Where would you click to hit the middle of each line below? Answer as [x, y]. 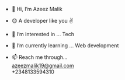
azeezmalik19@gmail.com [43, 65]
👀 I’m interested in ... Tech [43, 34]
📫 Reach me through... [39, 57]
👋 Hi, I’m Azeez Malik [37, 9]
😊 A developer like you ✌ [42, 21]
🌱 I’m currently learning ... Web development [65, 46]
